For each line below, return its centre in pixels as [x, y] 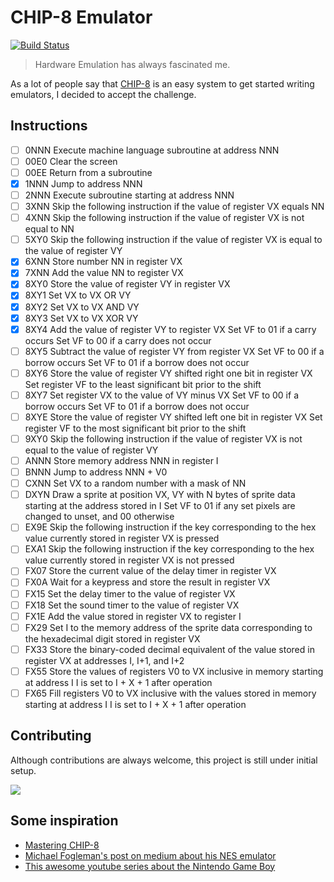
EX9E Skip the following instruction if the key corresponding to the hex [170, 527]
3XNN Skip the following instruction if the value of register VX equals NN [174, 207]
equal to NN [49, 229]
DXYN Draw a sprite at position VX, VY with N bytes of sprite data [160, 495]
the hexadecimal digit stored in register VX [112, 638]
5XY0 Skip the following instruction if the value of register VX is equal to [173, 240]
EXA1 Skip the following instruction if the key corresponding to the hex [169, 549]
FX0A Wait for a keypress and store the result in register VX [147, 582]
